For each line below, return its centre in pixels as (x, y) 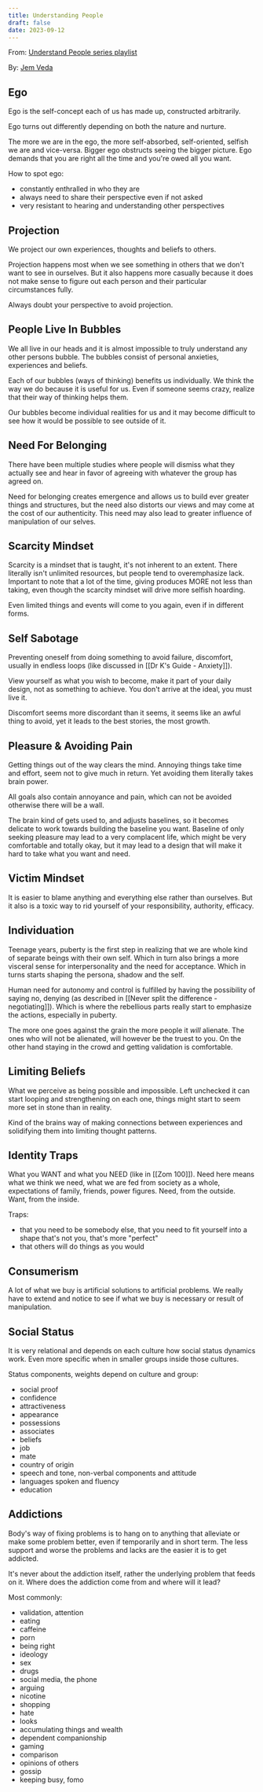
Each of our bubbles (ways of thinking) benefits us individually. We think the (131, 380)
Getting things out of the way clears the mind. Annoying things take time (125, 765)
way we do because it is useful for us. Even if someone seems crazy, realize (131, 388)
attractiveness (42, 1406)
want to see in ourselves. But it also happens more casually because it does (131, 273)
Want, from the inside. (44, 1199)
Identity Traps (43, 1155)
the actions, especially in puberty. (63, 1014)
